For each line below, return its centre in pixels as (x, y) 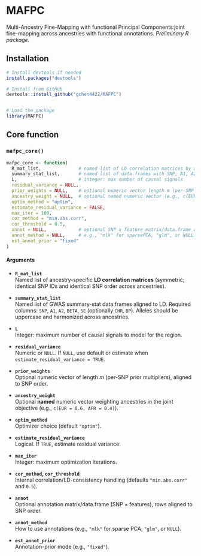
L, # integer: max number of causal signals (98, 180)
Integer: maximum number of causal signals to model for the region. (98, 335)
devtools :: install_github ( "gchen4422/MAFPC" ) (64, 94)
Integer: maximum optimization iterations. (66, 462)
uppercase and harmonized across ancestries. (72, 317)
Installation (28, 58)
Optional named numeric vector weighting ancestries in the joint (94, 401)
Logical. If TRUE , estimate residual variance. (68, 444)
